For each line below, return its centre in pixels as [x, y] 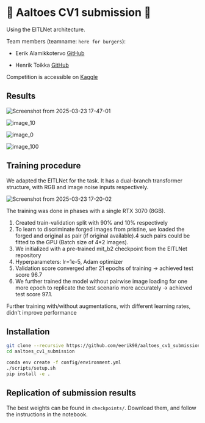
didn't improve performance [42, 312]
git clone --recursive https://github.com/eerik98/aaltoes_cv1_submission [103, 346]
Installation [28, 331]
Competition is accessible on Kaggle [52, 77]
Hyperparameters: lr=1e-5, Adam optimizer [69, 261]
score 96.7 [29, 274]
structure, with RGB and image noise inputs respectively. [77, 187]
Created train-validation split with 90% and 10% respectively [91, 222]
